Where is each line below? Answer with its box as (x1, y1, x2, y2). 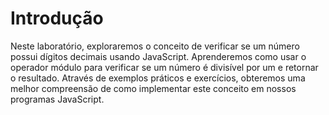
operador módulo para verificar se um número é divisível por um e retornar (10, 61, 319, 73)
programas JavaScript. (10, 93, 105, 105)
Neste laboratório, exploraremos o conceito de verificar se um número (10, 40, 300, 52)
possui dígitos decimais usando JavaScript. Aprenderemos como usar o (10, 50, 307, 62)
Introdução (10, 7, 104, 30)
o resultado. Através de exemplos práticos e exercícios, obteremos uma (10, 72, 306, 84)
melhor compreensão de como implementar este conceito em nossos (10, 82, 297, 94)
